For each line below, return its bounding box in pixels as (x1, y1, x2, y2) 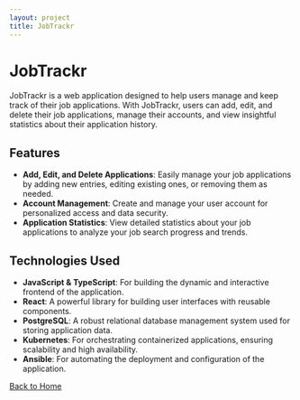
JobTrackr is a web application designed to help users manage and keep (9, 90, 279, 101)
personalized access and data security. (22, 208, 168, 219)
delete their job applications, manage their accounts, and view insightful (9, 109, 277, 120)
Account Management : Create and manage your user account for (22, 198, 268, 209)
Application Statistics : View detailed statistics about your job (22, 218, 251, 228)
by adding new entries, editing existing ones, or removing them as (22, 179, 268, 190)
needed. (22, 189, 54, 200)
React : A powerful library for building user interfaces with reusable (22, 296, 270, 307)
